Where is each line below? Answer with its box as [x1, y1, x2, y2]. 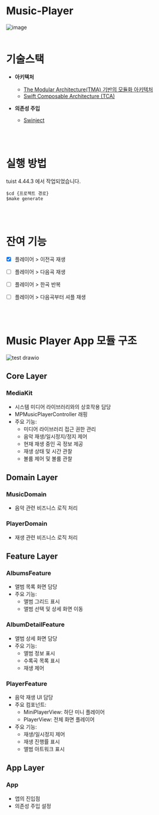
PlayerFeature [6, 679, 48, 688]
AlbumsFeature [6, 569, 51, 577]
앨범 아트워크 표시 [23, 745, 65, 752]
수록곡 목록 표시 [23, 657, 60, 664]
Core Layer [6, 371, 47, 381]
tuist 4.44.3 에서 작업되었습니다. [6, 178, 81, 185]
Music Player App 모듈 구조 [6, 334, 137, 347]
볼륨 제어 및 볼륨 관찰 [23, 455, 72, 462]
